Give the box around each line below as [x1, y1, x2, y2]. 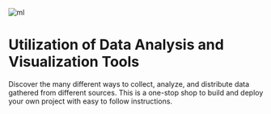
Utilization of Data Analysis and [8, 36, 224, 54]
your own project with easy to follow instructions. [8, 96, 172, 106]
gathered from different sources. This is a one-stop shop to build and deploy [8, 88, 264, 97]
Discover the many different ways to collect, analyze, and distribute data [8, 79, 250, 88]
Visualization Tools [8, 53, 140, 71]
